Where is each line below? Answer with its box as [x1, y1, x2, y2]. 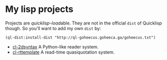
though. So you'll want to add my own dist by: [5, 25, 101, 31]
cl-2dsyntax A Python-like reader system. [12, 43, 99, 49]
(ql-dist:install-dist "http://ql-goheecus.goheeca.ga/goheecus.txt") [5, 35, 156, 40]
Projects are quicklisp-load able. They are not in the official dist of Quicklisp [5, 20, 162, 26]
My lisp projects [5, 3, 74, 15]
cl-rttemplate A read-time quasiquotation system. [12, 49, 115, 55]
